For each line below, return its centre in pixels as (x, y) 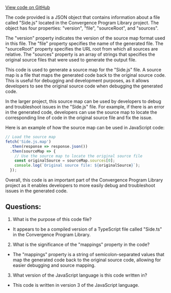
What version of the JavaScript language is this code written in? (80, 275)
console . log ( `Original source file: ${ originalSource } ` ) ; (77, 166)
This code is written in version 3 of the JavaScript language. (76, 285)
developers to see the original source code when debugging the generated (84, 86)
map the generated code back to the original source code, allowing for (87, 260)
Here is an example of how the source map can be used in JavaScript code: (85, 128)
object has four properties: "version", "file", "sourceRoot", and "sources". (82, 28)
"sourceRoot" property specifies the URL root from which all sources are (82, 49)
